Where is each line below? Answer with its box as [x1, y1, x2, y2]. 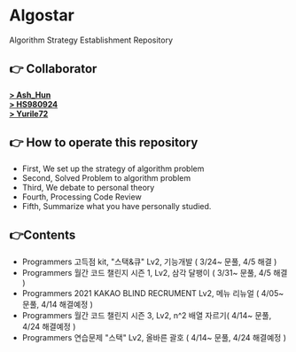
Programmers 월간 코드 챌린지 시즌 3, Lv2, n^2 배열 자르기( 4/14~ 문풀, [21, 310, 272, 321]
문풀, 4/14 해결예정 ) [21, 299, 93, 310]
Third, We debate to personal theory [21, 182, 155, 192]
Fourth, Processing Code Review [21, 192, 142, 202]
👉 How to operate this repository [9, 135, 199, 151]
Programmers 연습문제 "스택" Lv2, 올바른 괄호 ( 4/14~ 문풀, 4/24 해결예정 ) [21, 332, 286, 343]
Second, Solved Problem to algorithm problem [21, 172, 191, 183]
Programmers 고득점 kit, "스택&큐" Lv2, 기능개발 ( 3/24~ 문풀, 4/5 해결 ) [21, 256, 277, 267]
